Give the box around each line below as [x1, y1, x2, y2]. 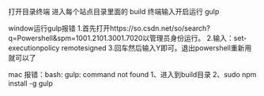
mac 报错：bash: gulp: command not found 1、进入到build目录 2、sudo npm [8, 70, 257, 79]
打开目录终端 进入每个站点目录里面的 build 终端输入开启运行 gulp [8, 7, 220, 16]
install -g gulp [8, 79, 54, 88]
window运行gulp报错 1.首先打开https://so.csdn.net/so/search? [8, 24, 211, 33]
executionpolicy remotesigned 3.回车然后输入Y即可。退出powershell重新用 [8, 43, 252, 53]
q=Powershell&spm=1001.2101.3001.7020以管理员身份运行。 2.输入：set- [8, 34, 247, 42]
